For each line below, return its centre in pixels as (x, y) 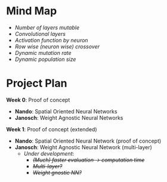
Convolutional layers (40, 33)
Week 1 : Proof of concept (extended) (52, 129)
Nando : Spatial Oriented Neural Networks (66, 111)
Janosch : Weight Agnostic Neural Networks (69, 118)
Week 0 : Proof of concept (38, 100)
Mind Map (32, 11)
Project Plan (37, 83)
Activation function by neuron (51, 40)
